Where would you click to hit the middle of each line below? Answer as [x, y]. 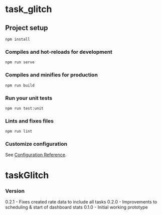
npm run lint [19, 132]
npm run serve [20, 62]
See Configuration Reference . [36, 155]
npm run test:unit [24, 108]
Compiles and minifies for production [51, 75]
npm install [18, 39]
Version [15, 191]
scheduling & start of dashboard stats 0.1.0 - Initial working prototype [76, 207]
